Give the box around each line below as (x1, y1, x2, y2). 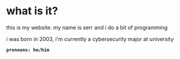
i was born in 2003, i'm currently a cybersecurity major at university (6, 35, 174, 42)
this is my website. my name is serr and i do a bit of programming (6, 24, 168, 31)
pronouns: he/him (6, 46, 50, 53)
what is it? (6, 4, 58, 18)
